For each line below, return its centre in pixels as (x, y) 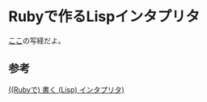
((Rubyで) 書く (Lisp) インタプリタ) (67, 89)
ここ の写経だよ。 (37, 40)
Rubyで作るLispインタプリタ (104, 17)
